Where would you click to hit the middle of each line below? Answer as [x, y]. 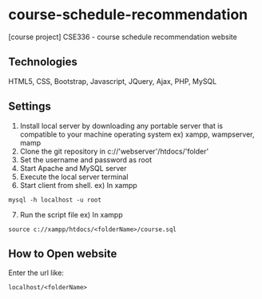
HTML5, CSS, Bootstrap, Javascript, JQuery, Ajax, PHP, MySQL [113, 81]
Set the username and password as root [85, 159]
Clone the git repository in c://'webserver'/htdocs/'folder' [114, 151]
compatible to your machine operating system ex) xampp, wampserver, [137, 134]
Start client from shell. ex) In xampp [78, 185]
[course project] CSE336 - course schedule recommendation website [123, 37]
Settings [30, 107]
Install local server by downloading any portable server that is [121, 126]
